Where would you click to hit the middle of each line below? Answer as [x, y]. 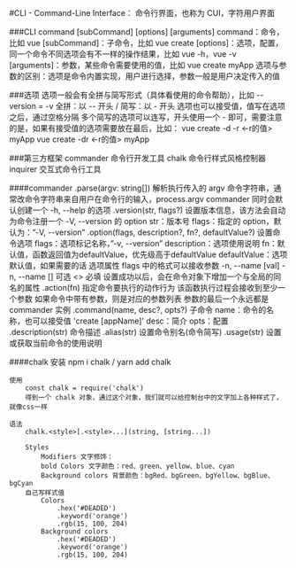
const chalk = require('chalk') [84, 388]
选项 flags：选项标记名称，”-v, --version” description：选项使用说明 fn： [147, 243]
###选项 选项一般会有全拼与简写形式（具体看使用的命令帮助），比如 [132, 95]
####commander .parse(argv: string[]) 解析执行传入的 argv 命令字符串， [141, 188]
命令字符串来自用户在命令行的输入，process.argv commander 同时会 [150, 199]
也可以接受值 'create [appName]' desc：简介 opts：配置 [126, 321]
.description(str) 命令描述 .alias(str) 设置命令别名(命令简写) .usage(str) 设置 [145, 332]
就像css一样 [29, 407]
